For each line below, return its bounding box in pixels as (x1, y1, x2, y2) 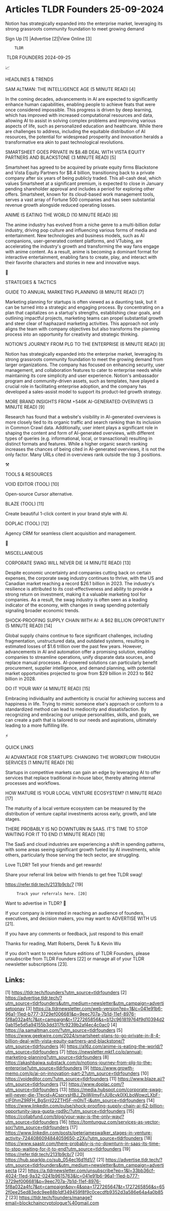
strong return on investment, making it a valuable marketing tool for (5, 591, 146, 597)
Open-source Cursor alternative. (5, 491, 74, 497)
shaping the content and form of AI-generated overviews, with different (5, 430, 155, 436)
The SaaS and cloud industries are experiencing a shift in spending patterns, (5, 841, 165, 847)
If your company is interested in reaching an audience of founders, (5, 910, 145, 916)
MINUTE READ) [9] (5, 404, 45, 410)
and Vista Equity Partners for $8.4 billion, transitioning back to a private (5, 169, 155, 176)
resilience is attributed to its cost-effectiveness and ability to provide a (5, 586, 153, 592)
